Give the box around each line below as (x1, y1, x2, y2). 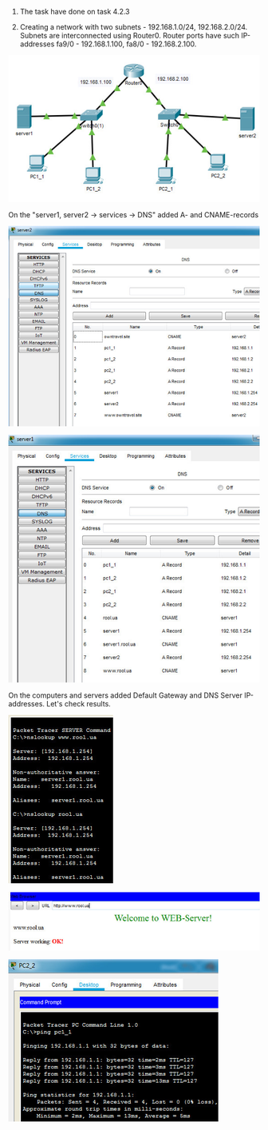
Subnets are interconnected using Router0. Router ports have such (19, 31, 240, 40)
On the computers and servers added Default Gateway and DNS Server (8, 690, 243, 700)
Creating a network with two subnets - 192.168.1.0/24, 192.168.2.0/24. (19, 22, 248, 31)
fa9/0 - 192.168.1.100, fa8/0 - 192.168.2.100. (56, 39, 197, 49)
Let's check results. (46, 698, 112, 708)
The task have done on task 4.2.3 (19, 7, 130, 16)
